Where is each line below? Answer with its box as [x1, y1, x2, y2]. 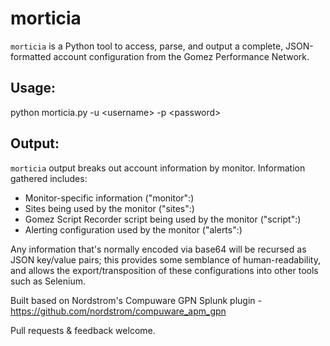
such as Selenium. [10, 275, 87, 287]
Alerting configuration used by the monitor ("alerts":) [24, 223, 243, 236]
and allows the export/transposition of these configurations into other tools [10, 264, 319, 276]
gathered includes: [10, 172, 88, 184]
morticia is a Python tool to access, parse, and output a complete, [10, 40, 284, 52]
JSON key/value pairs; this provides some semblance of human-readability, [10, 253, 321, 266]
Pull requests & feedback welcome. [10, 324, 156, 336]
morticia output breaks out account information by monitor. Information [10, 162, 306, 174]
